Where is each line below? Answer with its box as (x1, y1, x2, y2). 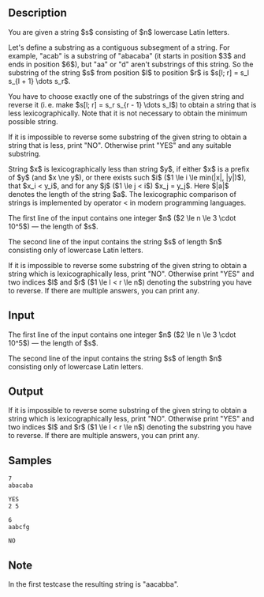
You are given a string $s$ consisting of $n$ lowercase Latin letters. (8, 27, 230, 36)
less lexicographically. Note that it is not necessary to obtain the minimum (8, 108, 247, 118)
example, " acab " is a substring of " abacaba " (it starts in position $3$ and (8, 51, 247, 60)
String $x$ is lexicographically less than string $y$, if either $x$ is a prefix (8, 164, 250, 173)
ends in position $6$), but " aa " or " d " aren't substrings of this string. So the (8, 59, 254, 69)
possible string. (8, 116, 58, 126)
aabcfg (8, 523, 30, 531)
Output (8, 385, 43, 399)
